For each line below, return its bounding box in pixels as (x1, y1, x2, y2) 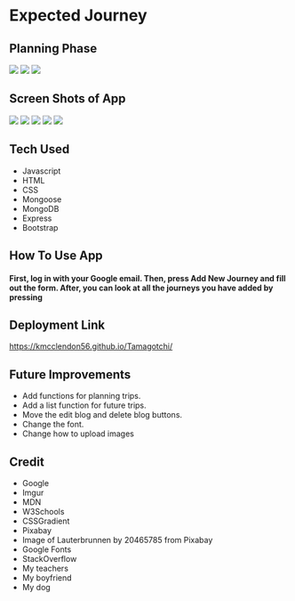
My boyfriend (21, 573, 73, 583)
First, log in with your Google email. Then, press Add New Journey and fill (9, 272, 286, 283)
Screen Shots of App (9, 91, 126, 107)
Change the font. (21, 419, 84, 430)
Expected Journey (9, 5, 148, 26)
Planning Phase (9, 41, 98, 56)
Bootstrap (21, 222, 59, 232)
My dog (21, 582, 51, 593)
